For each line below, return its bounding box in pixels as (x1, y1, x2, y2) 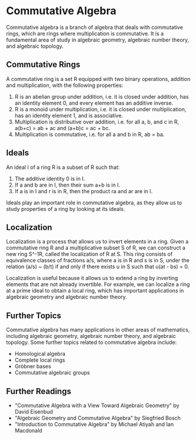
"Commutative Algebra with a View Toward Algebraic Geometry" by (14, 402, 179, 409)
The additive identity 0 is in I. (14, 175, 86, 182)
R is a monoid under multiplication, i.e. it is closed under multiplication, (14, 105, 187, 113)
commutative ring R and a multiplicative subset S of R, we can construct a (6, 244, 186, 252)
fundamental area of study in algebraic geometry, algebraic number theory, (6, 36, 190, 43)
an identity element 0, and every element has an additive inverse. (14, 99, 174, 106)
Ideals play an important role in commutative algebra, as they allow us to (6, 199, 182, 206)
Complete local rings (14, 356, 66, 364)
